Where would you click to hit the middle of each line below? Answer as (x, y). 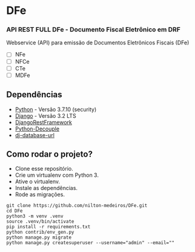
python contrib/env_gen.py (40, 232)
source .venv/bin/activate (40, 222)
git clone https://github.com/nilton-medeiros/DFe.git (77, 206)
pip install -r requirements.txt (48, 227)
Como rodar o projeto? (49, 154)
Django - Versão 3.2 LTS (46, 115)
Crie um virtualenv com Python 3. (57, 175)
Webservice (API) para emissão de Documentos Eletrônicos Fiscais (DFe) (98, 43)
